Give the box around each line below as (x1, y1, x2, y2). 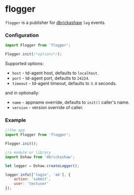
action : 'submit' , (14, 177, 51, 182)
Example (5, 116, 26, 123)
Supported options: (5, 60, 44, 66)
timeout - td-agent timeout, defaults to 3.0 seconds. (12, 80, 117, 86)
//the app (5, 128, 25, 133)
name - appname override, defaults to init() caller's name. (12, 99, 130, 105)
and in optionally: (5, 89, 40, 96)
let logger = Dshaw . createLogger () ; (5, 163, 79, 168)
